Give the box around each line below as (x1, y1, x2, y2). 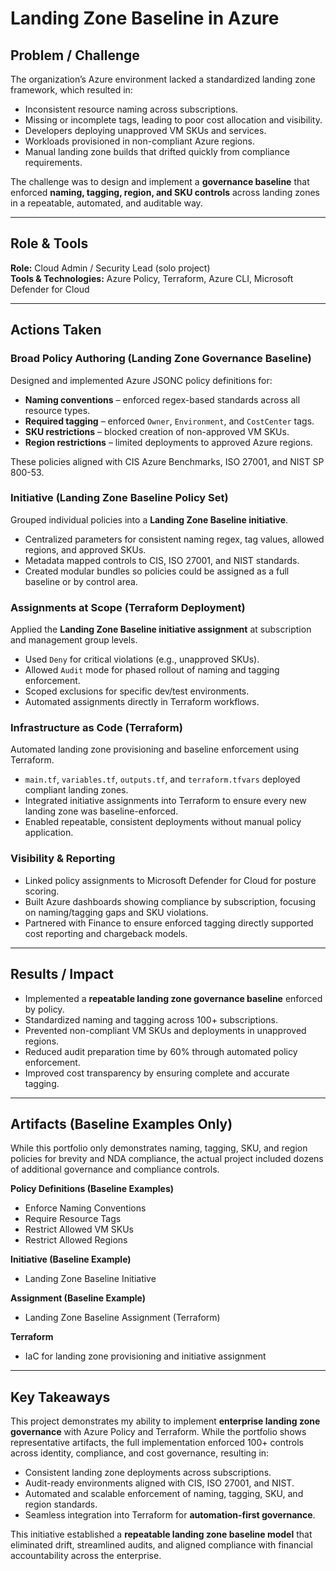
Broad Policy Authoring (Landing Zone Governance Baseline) (10, 352, 312, 366)
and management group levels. (10, 634, 138, 646)
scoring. (24, 885, 60, 897)
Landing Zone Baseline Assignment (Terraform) (24, 1312, 221, 1324)
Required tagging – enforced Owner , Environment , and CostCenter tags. (24, 415, 315, 427)
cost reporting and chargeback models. (24, 927, 188, 939)
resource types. (24, 404, 91, 416)
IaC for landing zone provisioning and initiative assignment (24, 1350, 267, 1362)
